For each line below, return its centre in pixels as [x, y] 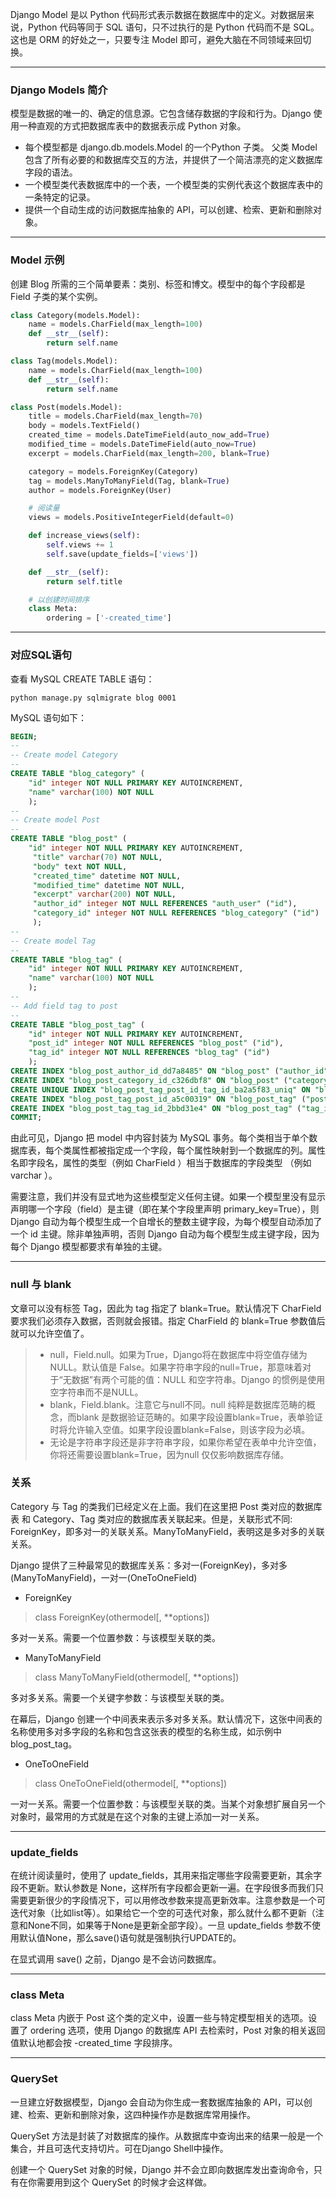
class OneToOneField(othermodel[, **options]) [131, 1783]
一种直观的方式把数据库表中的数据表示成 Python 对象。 [132, 126]
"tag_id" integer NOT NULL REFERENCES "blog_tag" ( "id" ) [149, 1053]
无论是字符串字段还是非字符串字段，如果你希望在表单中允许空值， [185, 1442]
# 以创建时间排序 [59, 599]
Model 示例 [37, 260]
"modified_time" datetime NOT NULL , [109, 885]
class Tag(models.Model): [64, 361]
